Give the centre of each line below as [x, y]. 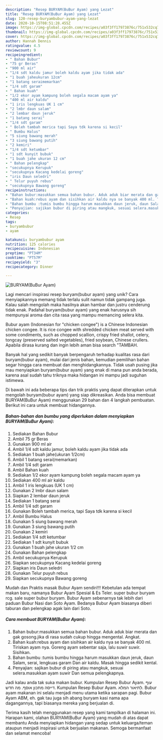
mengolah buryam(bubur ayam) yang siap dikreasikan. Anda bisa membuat [80, 395]
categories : [17, 213]
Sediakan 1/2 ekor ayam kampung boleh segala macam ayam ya [76, 475]
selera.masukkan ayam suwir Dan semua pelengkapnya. [68, 673]
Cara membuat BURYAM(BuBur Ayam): [46, 620]
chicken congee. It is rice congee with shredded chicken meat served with [80, 329]
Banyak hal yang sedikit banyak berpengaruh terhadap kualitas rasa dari [77, 354]
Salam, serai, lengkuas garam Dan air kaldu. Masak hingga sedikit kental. [85, 663]
